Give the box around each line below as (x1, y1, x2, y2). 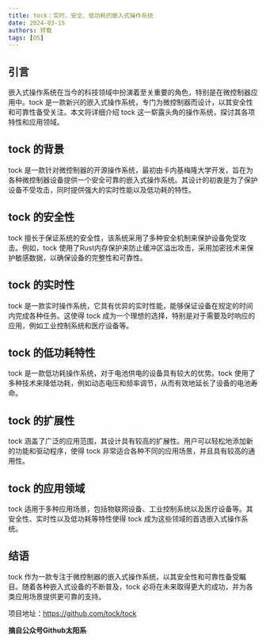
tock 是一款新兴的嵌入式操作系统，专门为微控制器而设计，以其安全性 (28, 97, 253, 107)
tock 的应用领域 (8, 481, 85, 495)
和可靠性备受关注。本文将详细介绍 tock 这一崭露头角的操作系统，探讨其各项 (8, 108, 256, 117)
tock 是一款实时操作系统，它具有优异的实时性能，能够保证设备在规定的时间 (8, 300, 253, 310)
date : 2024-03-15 (8, 19, 66, 27)
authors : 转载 (8, 26, 53, 34)
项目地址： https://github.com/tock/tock (8, 608, 137, 618)
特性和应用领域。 (8, 117, 64, 127)
